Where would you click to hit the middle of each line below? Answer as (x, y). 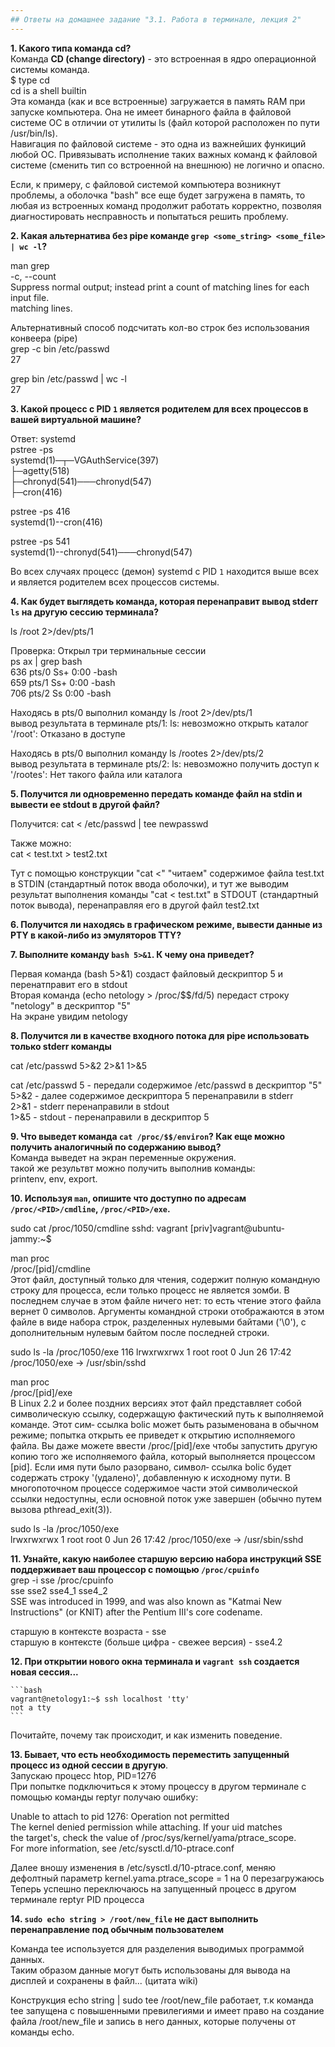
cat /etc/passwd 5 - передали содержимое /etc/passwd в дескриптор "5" (166, 1085)
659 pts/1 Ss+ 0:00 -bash (63, 682)
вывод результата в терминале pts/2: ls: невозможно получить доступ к (165, 763)
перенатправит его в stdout (69, 984)
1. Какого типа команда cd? (71, 48)
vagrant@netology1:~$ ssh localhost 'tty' (100, 1699)
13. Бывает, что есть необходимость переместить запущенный (150, 1754)
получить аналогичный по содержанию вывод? (116, 1147)
